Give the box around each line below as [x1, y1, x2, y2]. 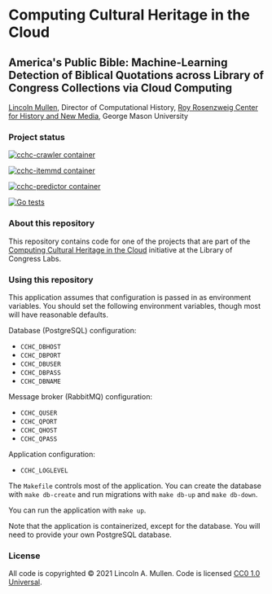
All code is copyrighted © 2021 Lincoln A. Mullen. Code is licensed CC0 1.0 [8, 569, 261, 579]
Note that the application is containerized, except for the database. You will [8, 521, 261, 530]
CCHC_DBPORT [20, 351, 61, 359]
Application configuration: [8, 449, 96, 459]
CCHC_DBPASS [20, 368, 61, 376]
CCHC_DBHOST [20, 342, 61, 351]
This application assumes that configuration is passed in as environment [8, 292, 252, 302]
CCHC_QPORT [20, 417, 58, 425]
